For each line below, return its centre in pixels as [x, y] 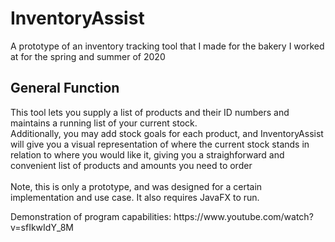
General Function [65, 88]
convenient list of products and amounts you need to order [131, 165]
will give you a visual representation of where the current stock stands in [160, 144]
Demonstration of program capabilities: [91, 216]
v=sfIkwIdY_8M [42, 227]
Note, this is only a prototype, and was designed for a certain [136, 186]
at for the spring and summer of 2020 [88, 56]
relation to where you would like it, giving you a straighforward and [147, 154]
